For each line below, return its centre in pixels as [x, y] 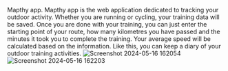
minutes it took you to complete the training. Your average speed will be [109, 39]
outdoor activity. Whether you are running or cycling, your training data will [113, 17]
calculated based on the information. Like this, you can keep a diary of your [114, 46]
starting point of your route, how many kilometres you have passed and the [114, 31]
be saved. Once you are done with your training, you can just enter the [107, 24]
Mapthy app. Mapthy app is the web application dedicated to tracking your [113, 10]
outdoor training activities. [44, 53]
